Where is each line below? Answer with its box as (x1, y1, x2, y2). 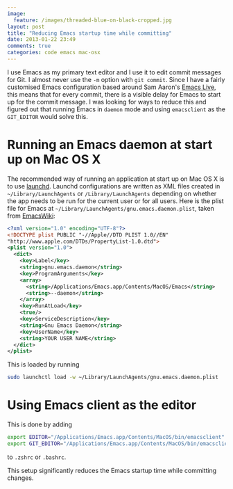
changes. (7, 474, 34, 482)
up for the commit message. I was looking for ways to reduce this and (7, 97, 207, 106)
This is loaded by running (7, 360, 80, 369)
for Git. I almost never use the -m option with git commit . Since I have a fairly (7, 75, 225, 83)
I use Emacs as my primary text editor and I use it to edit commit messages (7, 67, 222, 77)
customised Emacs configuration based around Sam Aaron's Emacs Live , (7, 83, 216, 91)
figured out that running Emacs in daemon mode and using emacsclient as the (7, 105, 225, 113)
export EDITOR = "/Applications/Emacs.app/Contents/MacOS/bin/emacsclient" (7, 434, 225, 441)
